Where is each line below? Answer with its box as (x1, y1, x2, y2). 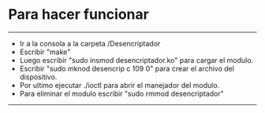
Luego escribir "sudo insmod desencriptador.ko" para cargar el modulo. (19, 55, 254, 64)
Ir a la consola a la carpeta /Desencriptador (19, 38, 161, 48)
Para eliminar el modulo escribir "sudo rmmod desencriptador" (19, 89, 225, 98)
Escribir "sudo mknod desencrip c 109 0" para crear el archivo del (19, 64, 235, 73)
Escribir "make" (19, 47, 71, 56)
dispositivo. (19, 72, 58, 82)
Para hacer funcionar (8, 5, 150, 24)
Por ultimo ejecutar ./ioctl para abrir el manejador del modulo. (19, 80, 220, 89)
